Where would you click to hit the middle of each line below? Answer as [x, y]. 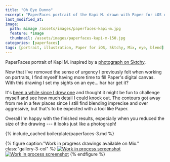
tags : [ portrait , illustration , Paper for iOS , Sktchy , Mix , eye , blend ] [85, 48]
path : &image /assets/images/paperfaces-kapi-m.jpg [66, 29]
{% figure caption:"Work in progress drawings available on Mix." [72, 143]
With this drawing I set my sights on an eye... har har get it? [67, 83]
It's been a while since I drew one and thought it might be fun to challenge [82, 92]
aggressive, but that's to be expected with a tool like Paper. [67, 108]
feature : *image [27, 33]
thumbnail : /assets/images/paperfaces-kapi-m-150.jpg [68, 38]
